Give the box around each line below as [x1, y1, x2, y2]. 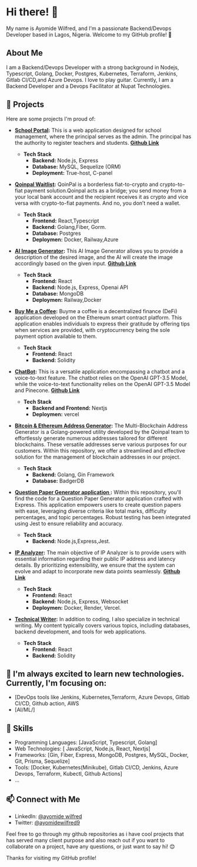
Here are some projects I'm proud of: [6, 115, 96, 122]
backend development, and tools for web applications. [14, 628, 147, 635]
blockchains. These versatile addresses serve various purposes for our [14, 441, 187, 448]
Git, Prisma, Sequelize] [14, 758, 70, 765]
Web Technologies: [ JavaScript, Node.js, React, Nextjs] [14, 745, 151, 752]
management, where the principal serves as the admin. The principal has [14, 132, 192, 140]
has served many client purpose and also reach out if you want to [6, 837, 165, 843]
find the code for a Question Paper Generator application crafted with [14, 494, 183, 502]
